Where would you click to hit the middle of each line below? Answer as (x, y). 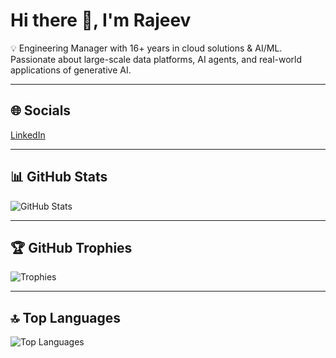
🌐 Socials (41, 110)
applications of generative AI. (71, 70)
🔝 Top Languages (66, 317)
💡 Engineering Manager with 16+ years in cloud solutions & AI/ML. (146, 48)
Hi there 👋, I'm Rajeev (101, 20)
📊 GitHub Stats (59, 177)
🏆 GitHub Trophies (71, 247)
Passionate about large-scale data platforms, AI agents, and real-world (156, 59)
